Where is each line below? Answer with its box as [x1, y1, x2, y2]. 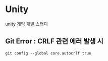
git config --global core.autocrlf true [5, 50, 92, 56]
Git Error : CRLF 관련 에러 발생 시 [5, 37, 103, 46]
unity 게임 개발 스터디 [5, 21, 48, 27]
